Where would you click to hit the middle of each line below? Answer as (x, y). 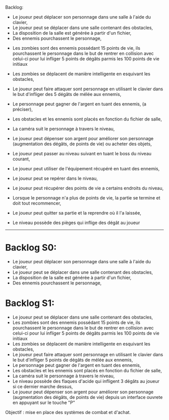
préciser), (22, 109)
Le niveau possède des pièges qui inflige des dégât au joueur (76, 223)
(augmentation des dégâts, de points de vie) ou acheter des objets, (82, 144)
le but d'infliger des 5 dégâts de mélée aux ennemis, (67, 94)
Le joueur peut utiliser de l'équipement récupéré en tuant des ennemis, (86, 169)
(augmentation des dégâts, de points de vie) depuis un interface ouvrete (88, 397)
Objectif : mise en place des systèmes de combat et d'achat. (68, 412)
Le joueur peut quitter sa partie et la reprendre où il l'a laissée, (77, 213)
